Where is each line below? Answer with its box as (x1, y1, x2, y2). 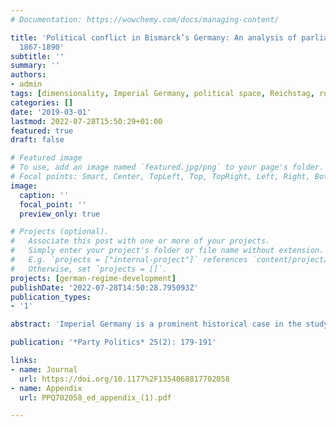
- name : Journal (10, 364, 78, 375)
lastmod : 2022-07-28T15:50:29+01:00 (10, 116, 163, 126)
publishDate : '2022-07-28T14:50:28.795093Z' (10, 282, 199, 293)
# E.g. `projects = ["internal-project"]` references (10, 255, 248, 265)
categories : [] (10, 97, 74, 108)
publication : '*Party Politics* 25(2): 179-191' (10, 337, 217, 348)
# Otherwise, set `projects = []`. (10, 264, 168, 274)
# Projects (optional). (10, 227, 110, 237)
